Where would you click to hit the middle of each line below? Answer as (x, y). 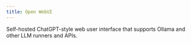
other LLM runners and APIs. (42, 35)
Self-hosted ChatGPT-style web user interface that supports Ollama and (96, 29)
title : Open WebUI (29, 12)
